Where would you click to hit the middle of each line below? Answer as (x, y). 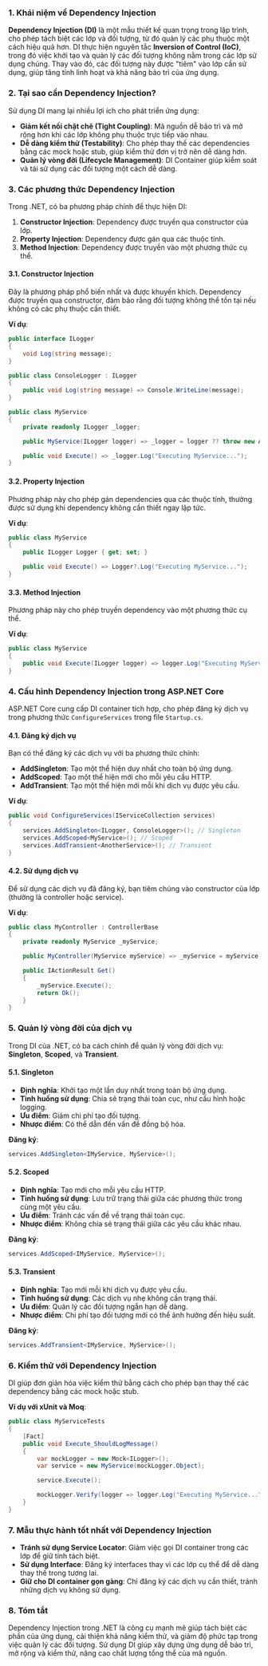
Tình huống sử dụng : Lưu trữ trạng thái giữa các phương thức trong (131, 1198)
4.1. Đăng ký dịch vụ (42, 735)
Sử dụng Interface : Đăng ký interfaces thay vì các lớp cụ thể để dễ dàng (139, 1565)
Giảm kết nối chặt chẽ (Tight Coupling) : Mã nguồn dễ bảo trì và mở (131, 126)
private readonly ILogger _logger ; (82, 427)
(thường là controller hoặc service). (66, 897)
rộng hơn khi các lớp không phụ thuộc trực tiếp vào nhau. (114, 134)
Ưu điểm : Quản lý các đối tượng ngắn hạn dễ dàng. (104, 1306)
